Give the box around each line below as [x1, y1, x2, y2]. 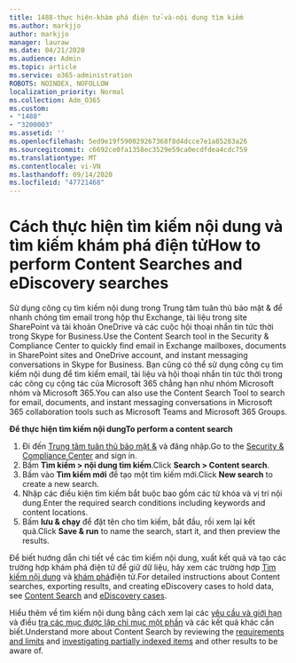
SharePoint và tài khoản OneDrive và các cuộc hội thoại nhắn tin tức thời [9, 322, 274, 332]
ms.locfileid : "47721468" [9, 179, 105, 188]
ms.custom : [9, 104, 50, 113]
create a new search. [21, 479, 99, 490]
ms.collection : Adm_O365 [9, 95, 101, 105]
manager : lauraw [9, 37, 69, 47]
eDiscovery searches [9, 273, 169, 293]
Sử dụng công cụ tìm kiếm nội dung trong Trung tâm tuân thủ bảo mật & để [9, 303, 284, 314]
